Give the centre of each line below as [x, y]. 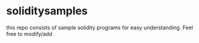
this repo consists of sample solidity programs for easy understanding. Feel [100, 27]
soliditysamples [47, 11]
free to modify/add [29, 33]
